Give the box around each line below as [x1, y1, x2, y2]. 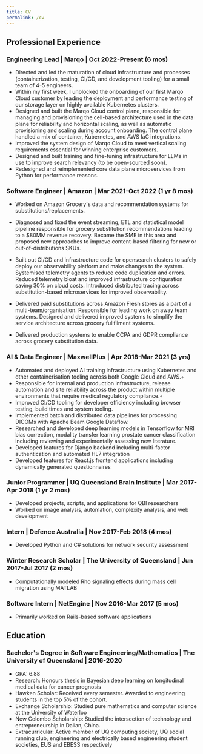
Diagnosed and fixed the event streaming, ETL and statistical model [15, 219, 184, 226]
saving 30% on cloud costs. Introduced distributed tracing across [15, 282, 179, 289]
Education [6, 630, 46, 641]
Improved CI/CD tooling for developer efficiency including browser [15, 398, 182, 406]
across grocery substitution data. [15, 337, 98, 345]
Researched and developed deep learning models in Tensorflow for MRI [15, 425, 195, 432]
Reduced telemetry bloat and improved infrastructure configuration [15, 276, 183, 283]
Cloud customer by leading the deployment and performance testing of [15, 94, 193, 102]
